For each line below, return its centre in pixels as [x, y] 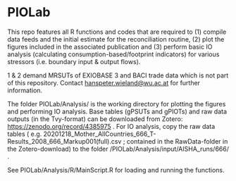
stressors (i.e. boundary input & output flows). [74, 61]
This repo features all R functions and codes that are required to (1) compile [117, 32]
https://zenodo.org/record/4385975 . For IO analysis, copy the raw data [111, 126]
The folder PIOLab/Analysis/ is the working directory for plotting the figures [117, 104]
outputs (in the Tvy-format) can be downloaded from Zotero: [95, 119]
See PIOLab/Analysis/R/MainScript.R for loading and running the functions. [116, 170]
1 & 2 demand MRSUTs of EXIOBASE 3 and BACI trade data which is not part [118, 75]
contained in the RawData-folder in [177, 141]
